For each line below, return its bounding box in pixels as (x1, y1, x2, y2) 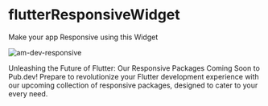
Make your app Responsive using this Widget (8, 32, 159, 42)
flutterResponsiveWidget (8, 6, 181, 24)
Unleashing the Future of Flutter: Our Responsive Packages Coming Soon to (8, 63, 260, 73)
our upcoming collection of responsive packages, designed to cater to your (8, 80, 258, 90)
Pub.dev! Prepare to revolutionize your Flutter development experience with (8, 71, 259, 81)
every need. (8, 88, 48, 98)
